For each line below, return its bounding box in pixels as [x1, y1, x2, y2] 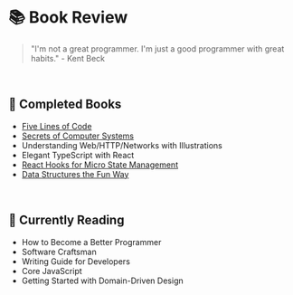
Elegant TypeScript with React [21, 149, 135, 160]
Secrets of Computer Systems [21, 130, 135, 141]
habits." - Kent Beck [30, 52, 106, 63]
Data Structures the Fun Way [21, 168, 129, 179]
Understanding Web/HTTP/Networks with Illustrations [21, 139, 222, 150]
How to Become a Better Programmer [21, 236, 162, 247]
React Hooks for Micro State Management [21, 159, 178, 170]
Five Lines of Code [21, 120, 92, 131]
